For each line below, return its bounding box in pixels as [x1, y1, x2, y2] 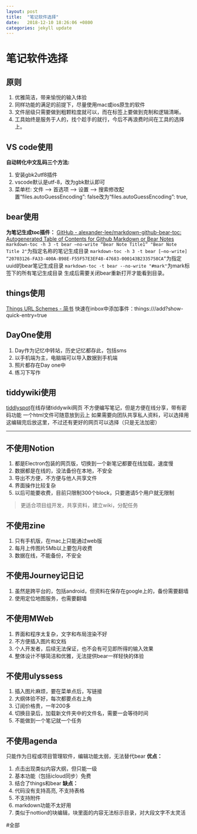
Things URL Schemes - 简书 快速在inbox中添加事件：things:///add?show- [6, 305, 184, 312]
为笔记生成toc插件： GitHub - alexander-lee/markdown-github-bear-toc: [6, 228, 182, 235]
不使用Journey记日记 [6, 570, 84, 581]
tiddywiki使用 [6, 387, 57, 397]
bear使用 [6, 212, 39, 222]
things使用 [6, 288, 46, 298]
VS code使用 [6, 142, 53, 152]
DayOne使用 [6, 330, 52, 340]
